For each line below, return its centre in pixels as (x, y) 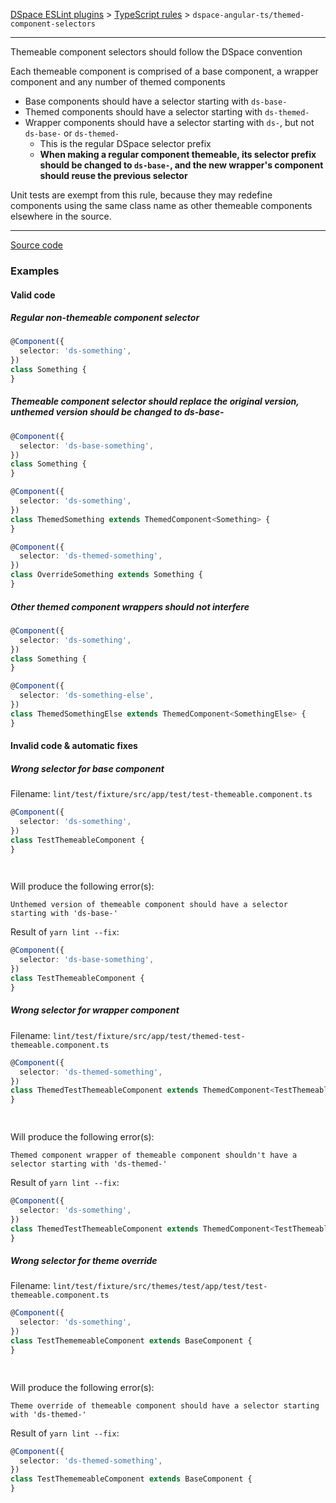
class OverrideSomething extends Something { (106, 575)
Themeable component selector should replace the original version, (155, 401)
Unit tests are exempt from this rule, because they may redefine (141, 195)
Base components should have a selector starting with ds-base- (156, 101)
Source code (36, 245)
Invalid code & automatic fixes (74, 746)
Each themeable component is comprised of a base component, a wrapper (164, 71)
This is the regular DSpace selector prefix (125, 143)
